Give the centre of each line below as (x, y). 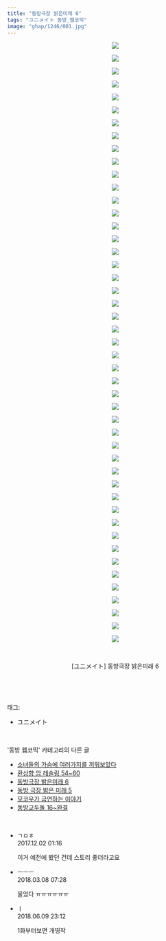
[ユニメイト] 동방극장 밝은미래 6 (115, 666)
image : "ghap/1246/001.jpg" (47, 26)
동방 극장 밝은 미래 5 (44, 790)
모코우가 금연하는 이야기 (49, 799)
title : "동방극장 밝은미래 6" (45, 13)
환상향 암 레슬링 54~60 (48, 773)
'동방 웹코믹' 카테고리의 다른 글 (48, 750)
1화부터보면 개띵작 (41, 931)
